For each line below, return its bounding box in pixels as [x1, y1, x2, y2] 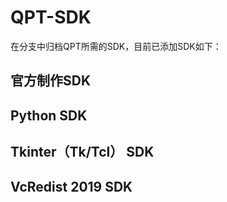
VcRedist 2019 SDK [10, 178, 133, 195]
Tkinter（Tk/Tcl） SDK [10, 144, 155, 161]
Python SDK [10, 107, 88, 124]
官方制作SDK [10, 72, 92, 90]
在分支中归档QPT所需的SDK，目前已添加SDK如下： [10, 40, 222, 52]
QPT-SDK [10, 6, 92, 29]
